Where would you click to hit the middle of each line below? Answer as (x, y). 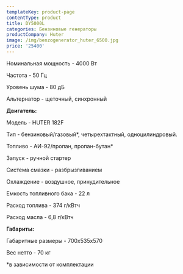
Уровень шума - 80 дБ (36, 87)
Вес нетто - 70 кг (28, 252)
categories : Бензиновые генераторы (52, 29)
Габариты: (20, 229)
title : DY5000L (26, 23)
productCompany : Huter (35, 35)
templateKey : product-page (41, 12)
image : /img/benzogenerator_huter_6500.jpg (63, 40)
